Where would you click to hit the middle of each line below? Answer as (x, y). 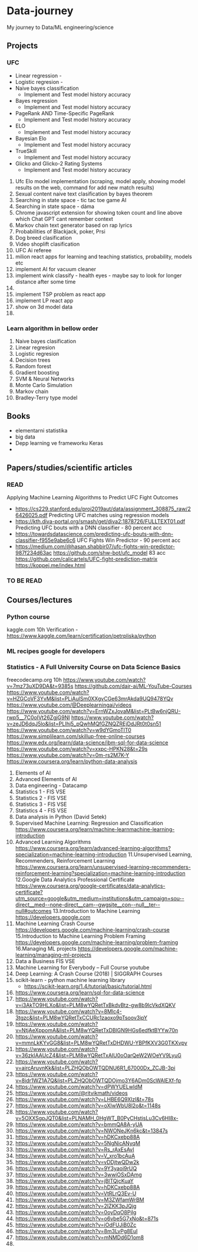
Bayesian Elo (31, 138)
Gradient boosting (37, 372)
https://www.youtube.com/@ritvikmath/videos (72, 1093)
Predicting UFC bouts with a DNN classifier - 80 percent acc (88, 528)
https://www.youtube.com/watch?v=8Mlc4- (69, 1012)
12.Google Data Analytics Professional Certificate (75, 880)
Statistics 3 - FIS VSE (41, 804)
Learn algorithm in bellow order (53, 328)
